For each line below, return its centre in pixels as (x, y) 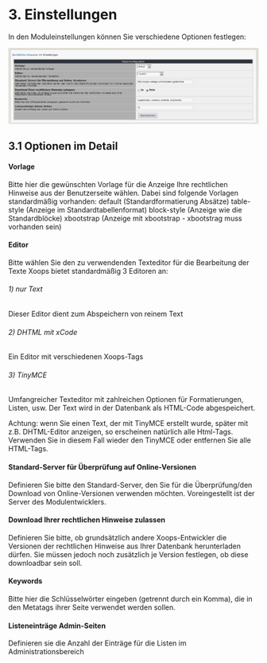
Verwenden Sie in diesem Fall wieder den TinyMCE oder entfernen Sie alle (130, 440)
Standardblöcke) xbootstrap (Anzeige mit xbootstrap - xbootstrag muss (125, 218)
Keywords (25, 581)
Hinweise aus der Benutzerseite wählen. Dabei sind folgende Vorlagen (123, 193)
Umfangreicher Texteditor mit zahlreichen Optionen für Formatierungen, (126, 400)
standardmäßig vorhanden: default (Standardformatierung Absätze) (119, 201)
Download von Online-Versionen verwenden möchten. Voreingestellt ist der (132, 493)
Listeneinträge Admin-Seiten (57, 626)
